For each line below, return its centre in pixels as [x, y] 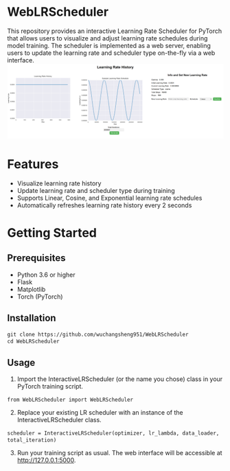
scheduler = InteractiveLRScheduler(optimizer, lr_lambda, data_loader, [113, 433]
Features [33, 164]
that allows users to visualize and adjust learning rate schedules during [107, 38]
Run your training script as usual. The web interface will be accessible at [119, 453]
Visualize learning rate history [59, 183]
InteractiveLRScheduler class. [59, 420]
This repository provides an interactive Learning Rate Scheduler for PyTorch [115, 31]
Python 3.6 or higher [46, 275]
